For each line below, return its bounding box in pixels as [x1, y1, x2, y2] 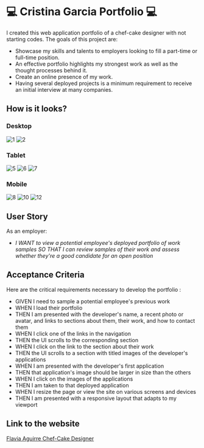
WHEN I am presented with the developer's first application [15, 362, 164, 370]
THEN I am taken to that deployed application [15, 381, 129, 389]
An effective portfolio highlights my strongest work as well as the [15, 60, 178, 67]
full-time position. [15, 53, 60, 61]
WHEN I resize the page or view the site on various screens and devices [15, 388, 197, 395]
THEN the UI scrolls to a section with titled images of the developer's [15, 349, 188, 356]
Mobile [6, 180, 27, 188]
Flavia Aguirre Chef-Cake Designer [6, 435, 94, 442]
